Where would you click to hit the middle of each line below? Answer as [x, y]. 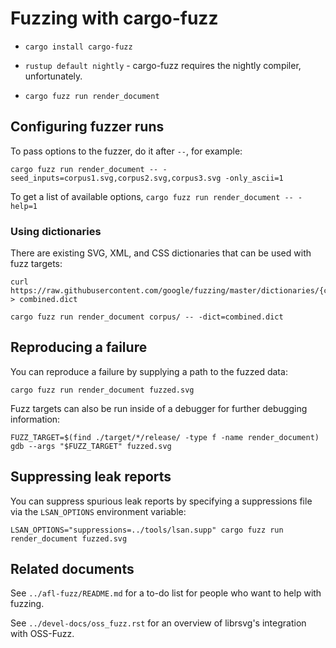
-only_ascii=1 [254, 178]
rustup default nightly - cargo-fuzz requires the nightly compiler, [163, 65]
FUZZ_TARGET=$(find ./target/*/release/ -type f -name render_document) [165, 437]
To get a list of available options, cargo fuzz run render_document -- [152, 196]
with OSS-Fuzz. [42, 634]
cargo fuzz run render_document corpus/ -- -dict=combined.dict [147, 317]
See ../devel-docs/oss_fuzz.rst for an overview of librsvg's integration [158, 623]
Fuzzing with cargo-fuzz [114, 18]
